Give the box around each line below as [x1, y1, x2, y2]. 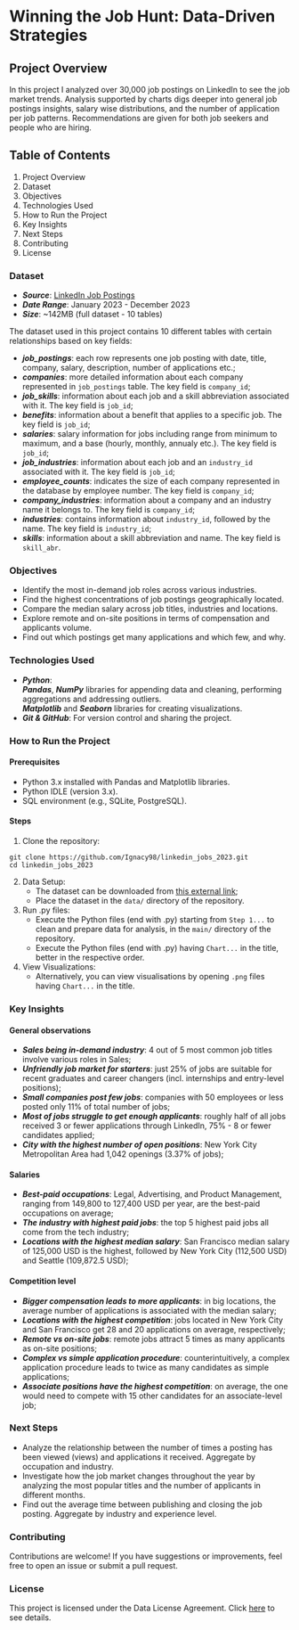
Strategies [9, 25, 88, 45]
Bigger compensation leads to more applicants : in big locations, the [21, 1295, 277, 1306]
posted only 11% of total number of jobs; [21, 1102, 171, 1112]
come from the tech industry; [21, 1227, 130, 1238]
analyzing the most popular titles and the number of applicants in [21, 1479, 261, 1490]
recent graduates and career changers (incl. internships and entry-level [21, 1073, 285, 1084]
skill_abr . [21, 542, 61, 553]
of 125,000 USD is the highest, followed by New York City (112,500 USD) [21, 1246, 287, 1257]
